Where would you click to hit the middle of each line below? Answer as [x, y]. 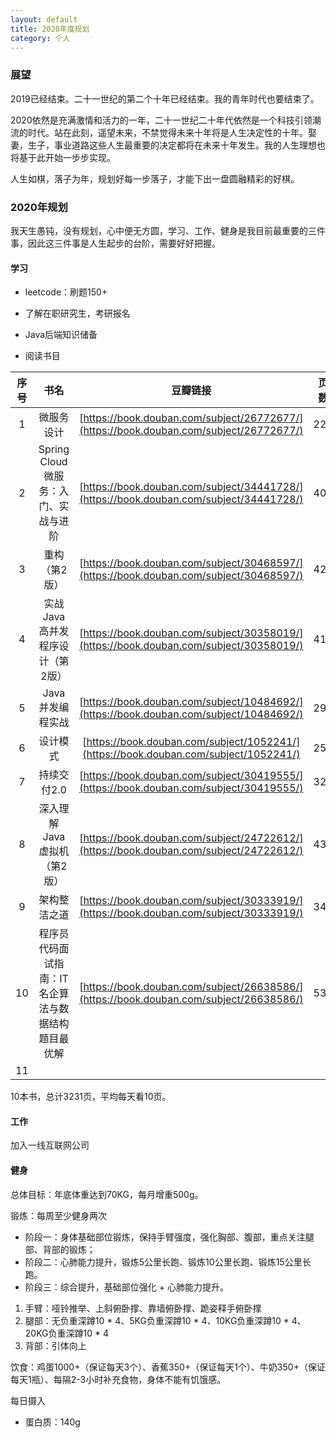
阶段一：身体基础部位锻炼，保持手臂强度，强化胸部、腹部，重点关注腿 [169, 1237]
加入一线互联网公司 [50, 1145]
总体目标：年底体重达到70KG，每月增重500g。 [107, 1194]
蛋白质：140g [52, 1422]
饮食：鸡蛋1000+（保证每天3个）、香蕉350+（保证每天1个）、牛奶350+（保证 [168, 1367]
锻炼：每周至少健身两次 [58, 1215]
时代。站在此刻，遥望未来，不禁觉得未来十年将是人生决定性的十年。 [167, 132]
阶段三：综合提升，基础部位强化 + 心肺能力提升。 [126, 1287]
